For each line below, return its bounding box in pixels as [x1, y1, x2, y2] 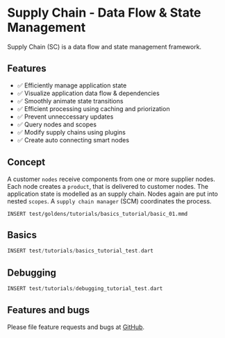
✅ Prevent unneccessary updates [17, 112, 114, 121]
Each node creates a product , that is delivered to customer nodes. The [7, 182, 208, 190]
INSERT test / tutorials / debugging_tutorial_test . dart [7, 285, 163, 292]
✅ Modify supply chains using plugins [17, 128, 126, 136]
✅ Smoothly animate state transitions [17, 96, 124, 105]
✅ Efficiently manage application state [17, 81, 127, 90]
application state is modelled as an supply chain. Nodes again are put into [7, 189, 219, 198]
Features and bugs [7, 304, 90, 316]
